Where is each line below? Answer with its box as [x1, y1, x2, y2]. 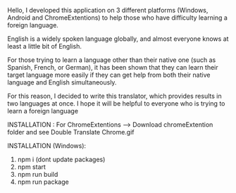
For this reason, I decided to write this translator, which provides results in [7, 92, 222, 100]
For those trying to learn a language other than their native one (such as [7, 56, 216, 64]
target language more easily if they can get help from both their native [7, 70, 211, 79]
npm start [17, 163, 46, 171]
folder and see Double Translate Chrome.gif [7, 128, 135, 136]
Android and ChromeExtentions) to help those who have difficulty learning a [7, 13, 228, 22]
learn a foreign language [7, 107, 79, 115]
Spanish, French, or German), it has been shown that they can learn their [7, 63, 218, 71]
